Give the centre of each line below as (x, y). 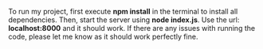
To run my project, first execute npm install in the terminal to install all (123, 11)
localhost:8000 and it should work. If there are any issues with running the (132, 28)
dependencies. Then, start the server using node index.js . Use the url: (124, 20)
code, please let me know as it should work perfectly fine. (103, 36)
